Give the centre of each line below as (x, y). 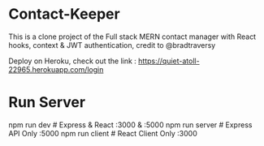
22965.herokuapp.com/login (56, 69)
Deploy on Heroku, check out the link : (72, 61)
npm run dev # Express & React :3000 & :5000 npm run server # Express (130, 125)
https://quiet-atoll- (169, 61)
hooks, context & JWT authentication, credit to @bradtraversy (112, 45)
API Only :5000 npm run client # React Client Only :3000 (103, 133)
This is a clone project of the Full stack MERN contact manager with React (132, 36)
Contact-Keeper (64, 14)
